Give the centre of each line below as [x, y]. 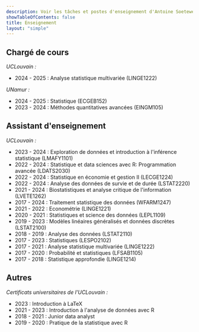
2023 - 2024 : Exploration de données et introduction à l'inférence [96, 151]
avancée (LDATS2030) [42, 170]
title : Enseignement [32, 23]
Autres [19, 278]
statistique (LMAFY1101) [44, 158]
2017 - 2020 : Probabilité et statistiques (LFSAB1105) [79, 252]
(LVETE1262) [30, 196]
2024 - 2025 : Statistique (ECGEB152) [61, 101]
